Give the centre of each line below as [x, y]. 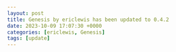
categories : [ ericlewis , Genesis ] [56, 32]
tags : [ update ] [29, 38]
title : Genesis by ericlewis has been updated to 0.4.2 [88, 20]
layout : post [26, 13]
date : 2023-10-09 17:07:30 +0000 [55, 26]
